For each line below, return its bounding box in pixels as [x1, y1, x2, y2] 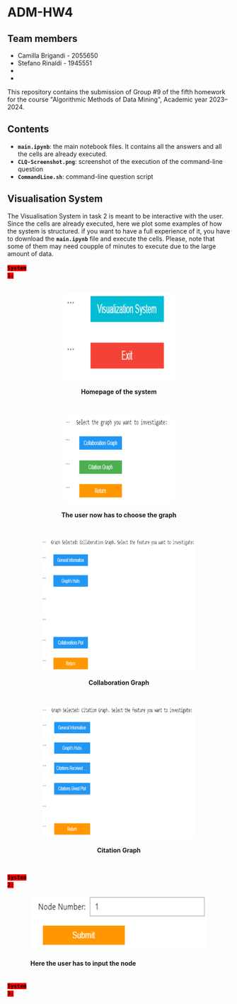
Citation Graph [96, 846, 141, 854]
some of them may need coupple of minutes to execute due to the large [7, 242, 216, 250]
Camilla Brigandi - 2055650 [17, 51, 98, 60]
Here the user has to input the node [30, 959, 137, 967]
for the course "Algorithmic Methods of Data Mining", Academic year [7, 95, 208, 104]
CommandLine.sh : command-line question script [17, 172, 154, 181]
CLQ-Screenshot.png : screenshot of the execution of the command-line [17, 157, 223, 165]
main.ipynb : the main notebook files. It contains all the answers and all [17, 142, 222, 150]
